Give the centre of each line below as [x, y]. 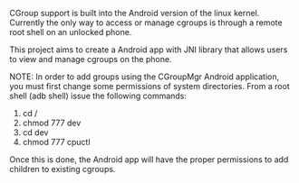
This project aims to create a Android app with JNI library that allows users [149, 50]
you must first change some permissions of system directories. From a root [149, 86]
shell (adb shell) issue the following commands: [98, 96]
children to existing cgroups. [63, 169]
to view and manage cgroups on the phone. [91, 59]
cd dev [35, 133]
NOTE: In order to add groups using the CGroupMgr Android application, [145, 77]
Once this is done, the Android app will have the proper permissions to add [149, 160]
